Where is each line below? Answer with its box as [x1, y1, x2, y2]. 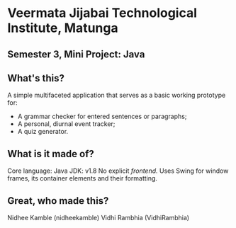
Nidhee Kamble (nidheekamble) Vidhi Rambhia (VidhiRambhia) [7, 214, 190, 222]
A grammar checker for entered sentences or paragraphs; [17, 112, 187, 121]
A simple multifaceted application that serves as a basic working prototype [7, 91, 226, 100]
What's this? [7, 72, 65, 84]
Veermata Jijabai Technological [7, 5, 197, 21]
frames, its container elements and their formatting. [7, 174, 158, 183]
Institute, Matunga [7, 20, 118, 36]
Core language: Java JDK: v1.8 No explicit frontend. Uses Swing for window [7, 166, 229, 175]
